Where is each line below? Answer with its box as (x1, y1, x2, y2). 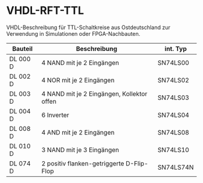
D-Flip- (126, 159, 149, 167)
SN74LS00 (157, 58, 189, 67)
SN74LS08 (157, 128, 189, 136)
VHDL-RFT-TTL (6, 4, 85, 18)
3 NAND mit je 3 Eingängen (41, 145, 120, 154)
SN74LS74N (157, 163, 194, 171)
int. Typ (164, 44, 187, 53)
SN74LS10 (157, 145, 189, 154)
